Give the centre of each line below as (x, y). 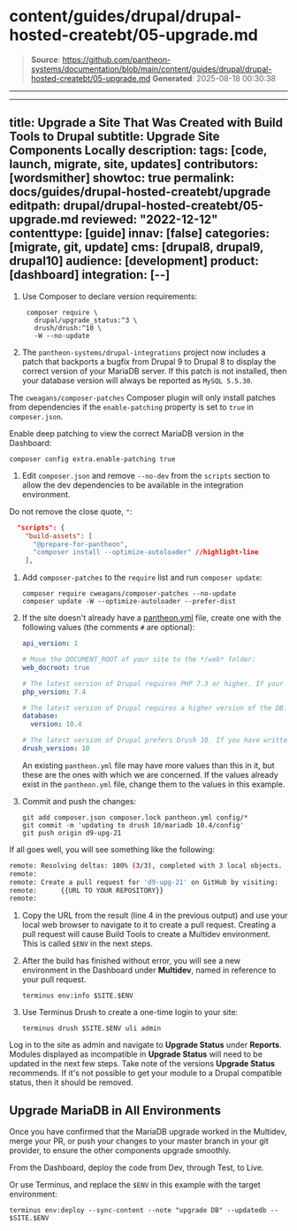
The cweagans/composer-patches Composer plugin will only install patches (143, 397)
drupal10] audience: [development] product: (134, 262)
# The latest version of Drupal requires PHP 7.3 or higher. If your (153, 683)
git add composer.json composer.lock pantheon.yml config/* (135, 817)
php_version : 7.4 (54, 692)
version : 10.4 (56, 724)
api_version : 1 (50, 643)
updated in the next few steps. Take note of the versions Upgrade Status (142, 1064)
